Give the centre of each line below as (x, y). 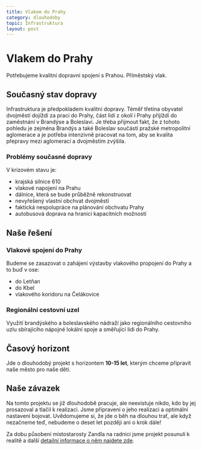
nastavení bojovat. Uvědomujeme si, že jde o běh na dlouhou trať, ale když (99, 416)
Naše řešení (29, 233)
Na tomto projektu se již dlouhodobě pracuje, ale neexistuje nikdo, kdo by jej (101, 403)
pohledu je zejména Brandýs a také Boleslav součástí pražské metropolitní (99, 128)
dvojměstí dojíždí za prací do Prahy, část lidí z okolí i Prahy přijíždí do (92, 115)
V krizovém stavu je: (32, 170)
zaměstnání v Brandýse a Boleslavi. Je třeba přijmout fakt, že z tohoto (93, 122)
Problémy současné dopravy (49, 157)
